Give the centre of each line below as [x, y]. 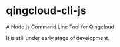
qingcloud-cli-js [46, 11]
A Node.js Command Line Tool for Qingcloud [60, 27]
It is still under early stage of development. [58, 38]
